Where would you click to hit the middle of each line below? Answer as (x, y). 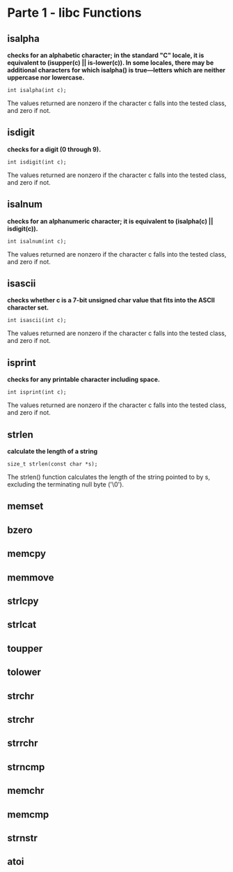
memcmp (28, 814)
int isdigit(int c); (37, 162)
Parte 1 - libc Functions (74, 13)
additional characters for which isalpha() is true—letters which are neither (116, 70)
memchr (26, 791)
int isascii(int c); (37, 321)
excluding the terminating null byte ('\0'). (65, 484)
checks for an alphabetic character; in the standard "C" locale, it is (106, 55)
